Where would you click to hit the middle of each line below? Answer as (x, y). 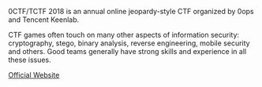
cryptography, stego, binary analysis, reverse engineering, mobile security (129, 43)
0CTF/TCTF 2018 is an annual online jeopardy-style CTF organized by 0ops (131, 11)
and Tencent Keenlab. (44, 20)
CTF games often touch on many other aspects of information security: (124, 35)
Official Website (34, 75)
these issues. (30, 60)
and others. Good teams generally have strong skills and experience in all (127, 51)
